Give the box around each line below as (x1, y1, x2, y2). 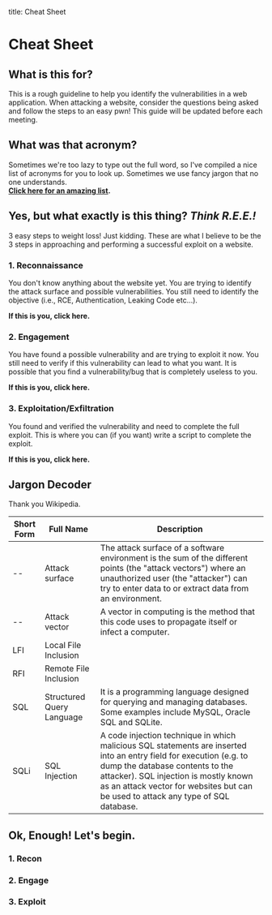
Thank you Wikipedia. (8, 499, 81, 509)
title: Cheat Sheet (8, 7, 66, 16)
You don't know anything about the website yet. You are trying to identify (8, 277, 253, 287)
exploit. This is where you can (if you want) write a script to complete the (8, 430, 253, 440)
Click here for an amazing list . (8, 186, 111, 195)
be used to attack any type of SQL (100, 791, 230, 802)
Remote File (44, 663, 90, 674)
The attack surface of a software (100, 543, 225, 554)
